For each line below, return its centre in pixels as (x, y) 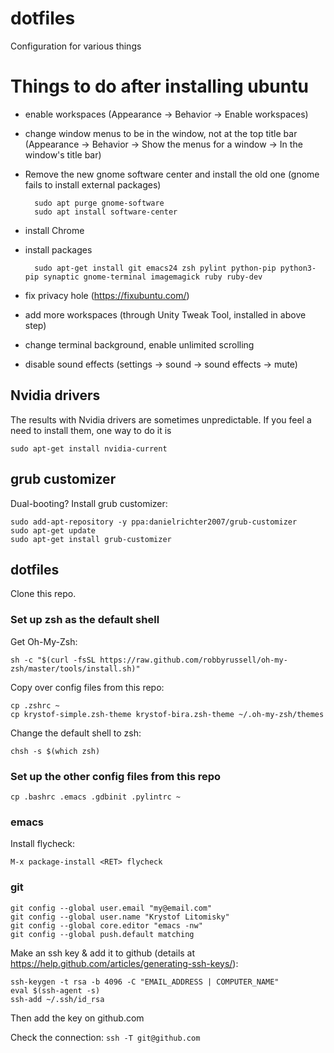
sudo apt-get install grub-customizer (91, 539)
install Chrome (54, 230)
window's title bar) (63, 154)
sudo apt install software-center (106, 212)
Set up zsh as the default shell (85, 620)
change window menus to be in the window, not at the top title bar (161, 133)
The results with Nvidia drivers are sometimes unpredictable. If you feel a (161, 419)
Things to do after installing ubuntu (159, 86)
